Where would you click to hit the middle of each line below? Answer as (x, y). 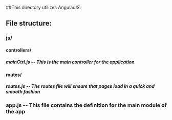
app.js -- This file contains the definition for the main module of (86, 105)
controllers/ (19, 50)
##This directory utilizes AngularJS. (44, 7)
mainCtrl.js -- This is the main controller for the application (70, 62)
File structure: (29, 23)
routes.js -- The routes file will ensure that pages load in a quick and (80, 86)
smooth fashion (23, 92)
